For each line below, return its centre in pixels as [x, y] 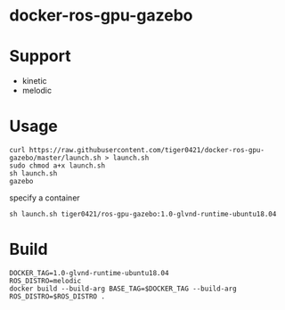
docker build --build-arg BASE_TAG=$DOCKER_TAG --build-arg [123, 289]
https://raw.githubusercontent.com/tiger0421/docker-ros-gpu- [147, 151]
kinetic [34, 81]
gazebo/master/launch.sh [55, 158]
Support [40, 57]
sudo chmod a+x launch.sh [57, 166]
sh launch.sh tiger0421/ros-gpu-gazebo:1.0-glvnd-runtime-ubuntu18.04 [143, 215]
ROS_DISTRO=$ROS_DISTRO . [57, 297]
